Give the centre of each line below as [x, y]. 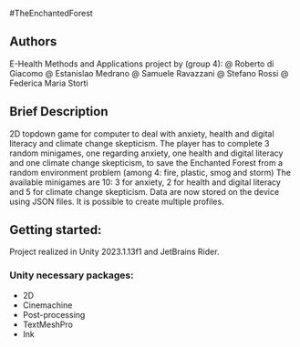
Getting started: [56, 230]
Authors [33, 41]
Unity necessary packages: [72, 275]
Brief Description [59, 112]
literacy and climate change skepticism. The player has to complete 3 [140, 143]
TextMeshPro [47, 324]
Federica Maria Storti [49, 83]
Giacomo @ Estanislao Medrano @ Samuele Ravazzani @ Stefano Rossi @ [149, 73]
